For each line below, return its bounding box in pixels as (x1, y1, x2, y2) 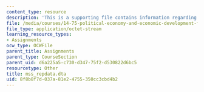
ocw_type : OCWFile (6, 43, 53, 49)
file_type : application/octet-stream (6, 25, 102, 32)
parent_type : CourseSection (6, 54, 78, 60)
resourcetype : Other (6, 65, 59, 71)
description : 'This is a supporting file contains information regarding (6, 15, 197, 21)
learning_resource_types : (6, 31, 72, 38)
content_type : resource (6, 8, 67, 15)
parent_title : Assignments (6, 48, 75, 54)
